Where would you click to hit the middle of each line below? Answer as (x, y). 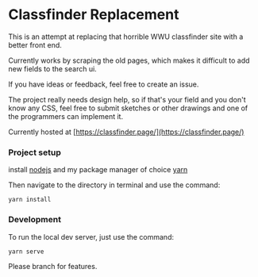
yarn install (30, 200)
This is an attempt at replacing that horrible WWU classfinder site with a (126, 37)
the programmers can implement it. (66, 116)
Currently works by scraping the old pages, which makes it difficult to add (129, 60)
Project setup (35, 152)
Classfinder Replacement (94, 15)
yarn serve (26, 252)
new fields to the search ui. (52, 68)
